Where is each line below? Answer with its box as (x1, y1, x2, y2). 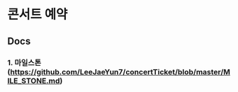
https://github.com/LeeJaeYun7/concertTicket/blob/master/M (10, 67, 231, 76)
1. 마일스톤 (7, 57, 42, 67)
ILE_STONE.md (7, 76, 60, 86)
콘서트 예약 (7, 6, 68, 23)
